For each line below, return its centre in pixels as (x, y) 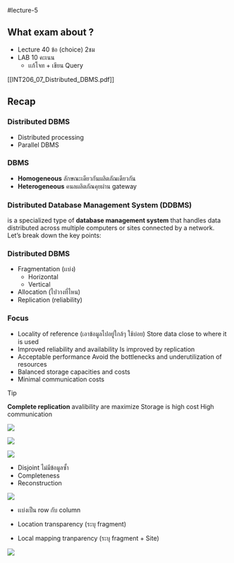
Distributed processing (51, 137)
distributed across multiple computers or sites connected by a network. (111, 228)
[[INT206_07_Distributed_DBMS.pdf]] (61, 79)
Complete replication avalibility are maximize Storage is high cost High (111, 406)
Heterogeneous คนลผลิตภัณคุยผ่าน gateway (77, 186)
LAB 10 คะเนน (36, 57)
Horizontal (43, 277)
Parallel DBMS (38, 145)
